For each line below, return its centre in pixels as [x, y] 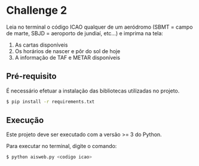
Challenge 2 [37, 10]
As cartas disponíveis [41, 45]
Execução [25, 120]
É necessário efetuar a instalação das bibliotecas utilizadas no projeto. [93, 91]
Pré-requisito [31, 76]
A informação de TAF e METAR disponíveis [68, 57]
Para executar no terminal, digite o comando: [62, 146]
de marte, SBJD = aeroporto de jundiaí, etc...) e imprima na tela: [85, 33]
